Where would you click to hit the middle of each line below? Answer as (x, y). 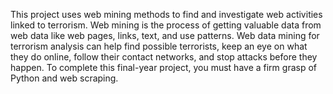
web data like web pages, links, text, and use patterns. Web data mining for (165, 35)
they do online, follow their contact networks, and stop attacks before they (164, 57)
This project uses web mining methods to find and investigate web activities (166, 14)
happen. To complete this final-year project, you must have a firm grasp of (164, 67)
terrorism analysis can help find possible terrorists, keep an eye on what (159, 46)
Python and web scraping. (64, 78)
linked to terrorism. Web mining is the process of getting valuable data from (166, 25)
